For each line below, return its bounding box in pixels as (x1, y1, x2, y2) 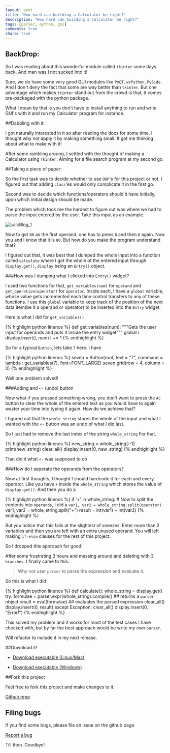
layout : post (5, 7, 33, 13)
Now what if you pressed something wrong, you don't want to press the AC (5, 395, 161, 401)
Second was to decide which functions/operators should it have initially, (5, 191, 156, 197)
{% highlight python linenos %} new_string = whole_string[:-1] (5, 441, 135, 447)
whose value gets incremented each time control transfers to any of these (5, 293, 160, 299)
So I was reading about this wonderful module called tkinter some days (5, 63, 156, 69)
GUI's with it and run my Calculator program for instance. (5, 110, 125, 116)
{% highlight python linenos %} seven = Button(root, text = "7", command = (5, 354, 163, 360)
